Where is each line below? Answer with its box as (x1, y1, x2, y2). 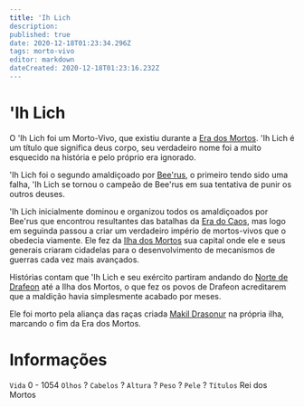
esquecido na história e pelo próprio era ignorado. (9, 151, 196, 163)
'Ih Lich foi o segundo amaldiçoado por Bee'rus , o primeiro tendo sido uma (9, 169, 289, 180)
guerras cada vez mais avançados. (9, 254, 140, 265)
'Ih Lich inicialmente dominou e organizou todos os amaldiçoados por (9, 205, 269, 217)
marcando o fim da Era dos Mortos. (9, 317, 142, 328)
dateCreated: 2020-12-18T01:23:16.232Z (9, 64, 160, 73)
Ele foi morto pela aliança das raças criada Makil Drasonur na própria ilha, (9, 308, 285, 319)
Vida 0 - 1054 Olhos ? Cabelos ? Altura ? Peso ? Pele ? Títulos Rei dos (9, 379, 268, 390)
